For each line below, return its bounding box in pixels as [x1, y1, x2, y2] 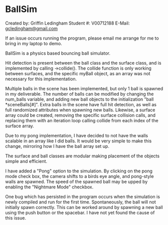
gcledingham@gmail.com [5, 25, 58, 31]
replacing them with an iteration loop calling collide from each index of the [5, 117, 159, 123]
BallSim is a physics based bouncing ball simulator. [5, 50, 110, 56]
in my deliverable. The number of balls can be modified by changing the [5, 91, 154, 97]
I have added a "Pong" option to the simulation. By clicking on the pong [5, 168, 153, 174]
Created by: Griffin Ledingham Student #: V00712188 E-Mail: [5, 20, 130, 26]
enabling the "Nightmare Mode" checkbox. [5, 184, 94, 190]
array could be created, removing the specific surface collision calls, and [5, 112, 156, 118]
